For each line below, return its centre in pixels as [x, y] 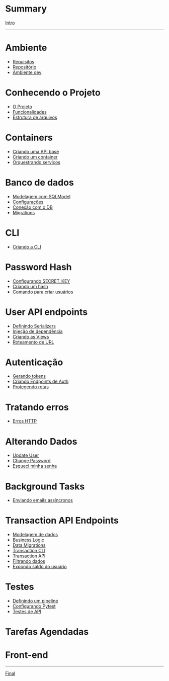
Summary [26, 9]
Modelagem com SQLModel [41, 196]
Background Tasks [45, 486]
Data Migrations [29, 545]
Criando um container [35, 157]
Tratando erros [37, 407]
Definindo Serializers [34, 326]
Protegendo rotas [31, 387]
